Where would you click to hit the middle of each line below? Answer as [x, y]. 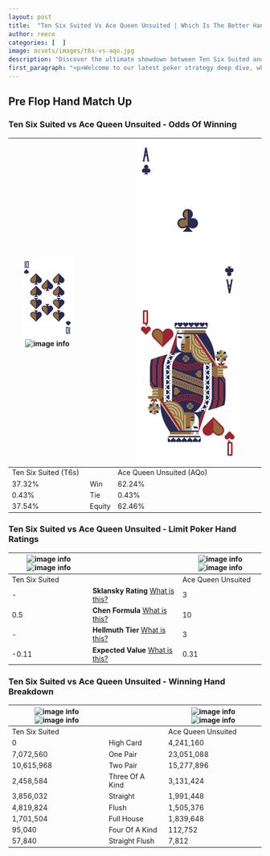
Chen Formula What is [129, 610]
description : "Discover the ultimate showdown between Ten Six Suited [129, 60]
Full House [126, 818]
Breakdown [31, 692]
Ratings [24, 540]
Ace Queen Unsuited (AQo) [163, 473]
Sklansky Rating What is [133, 590]
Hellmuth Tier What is [129, 630]
